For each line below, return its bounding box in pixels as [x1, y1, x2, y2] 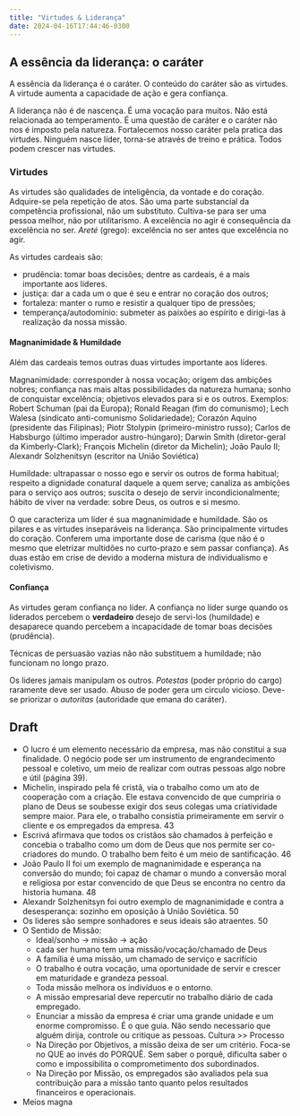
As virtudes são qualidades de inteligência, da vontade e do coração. [9, 186, 264, 197]
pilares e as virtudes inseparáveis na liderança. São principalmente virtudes [9, 523, 288, 534]
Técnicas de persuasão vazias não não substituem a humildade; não [9, 648, 261, 659]
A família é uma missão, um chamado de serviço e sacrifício [35, 953, 258, 964]
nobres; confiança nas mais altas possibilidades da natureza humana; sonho [9, 383, 291, 395]
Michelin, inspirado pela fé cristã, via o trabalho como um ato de [21, 781, 260, 792]
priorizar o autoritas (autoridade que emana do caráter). [20, 694, 227, 705]
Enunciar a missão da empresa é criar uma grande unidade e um [35, 1010, 275, 1021]
